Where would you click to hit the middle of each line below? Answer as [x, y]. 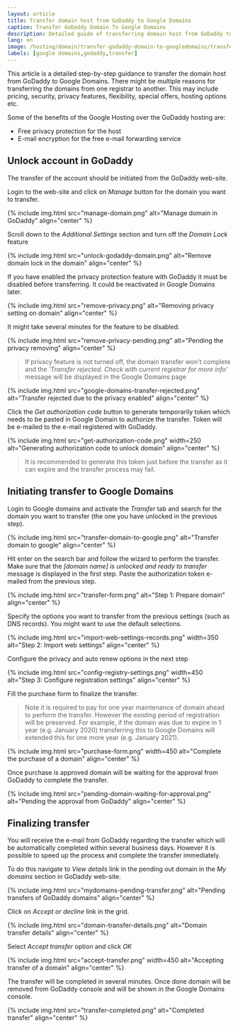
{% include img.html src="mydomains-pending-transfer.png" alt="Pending [116, 890]
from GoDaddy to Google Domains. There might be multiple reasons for [112, 81]
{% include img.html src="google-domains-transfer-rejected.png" [104, 390]
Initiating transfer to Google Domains [91, 492]
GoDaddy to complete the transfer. [58, 780]
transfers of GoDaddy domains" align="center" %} [81, 898]
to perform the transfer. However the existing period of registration [122, 715]
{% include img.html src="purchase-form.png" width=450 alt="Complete [114, 751]
